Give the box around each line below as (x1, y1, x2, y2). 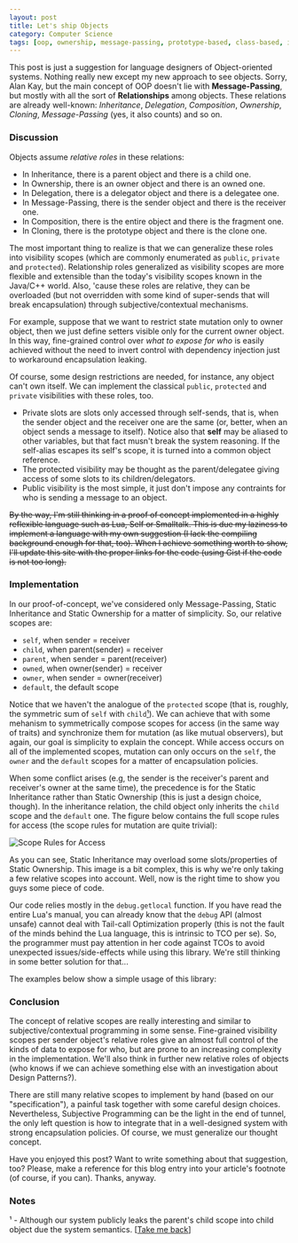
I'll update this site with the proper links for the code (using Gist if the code (9, 547, 282, 557)
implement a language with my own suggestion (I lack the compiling (9, 528, 257, 539)
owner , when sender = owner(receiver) (21, 672, 162, 683)
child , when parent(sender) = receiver (21, 644, 164, 655)
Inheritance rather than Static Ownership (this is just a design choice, (9, 791, 262, 802)
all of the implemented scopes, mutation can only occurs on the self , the (9, 746, 277, 757)
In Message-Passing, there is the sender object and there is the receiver (21, 197, 286, 208)
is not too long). (9, 556, 67, 567)
